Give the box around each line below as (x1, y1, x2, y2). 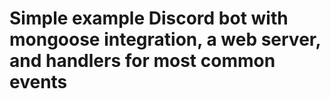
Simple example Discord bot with (9, 7, 289, 30)
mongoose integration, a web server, (9, 28, 321, 51)
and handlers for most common (9, 50, 276, 72)
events (9, 71, 68, 94)
